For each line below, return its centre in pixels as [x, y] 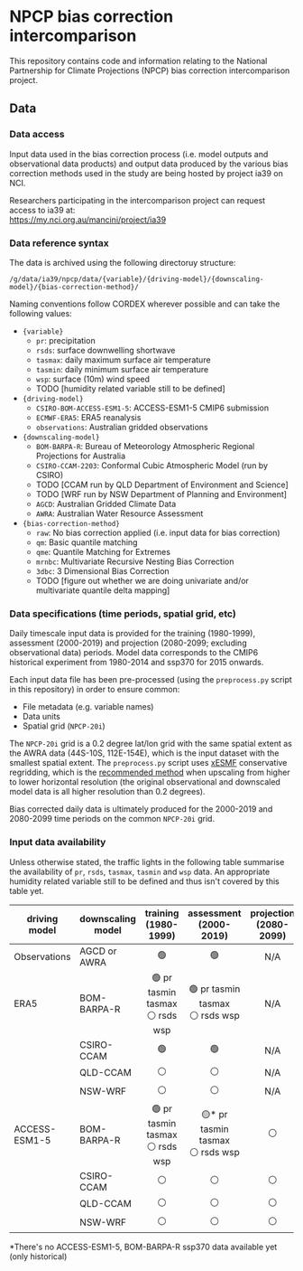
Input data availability [58, 843]
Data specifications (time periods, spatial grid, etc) [123, 614]
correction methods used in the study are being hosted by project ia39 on [147, 173]
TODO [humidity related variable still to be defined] [130, 388]
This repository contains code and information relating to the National [138, 61]
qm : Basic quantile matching [87, 542]
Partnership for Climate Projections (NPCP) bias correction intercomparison [150, 71]
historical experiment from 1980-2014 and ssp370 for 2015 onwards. [137, 663]
